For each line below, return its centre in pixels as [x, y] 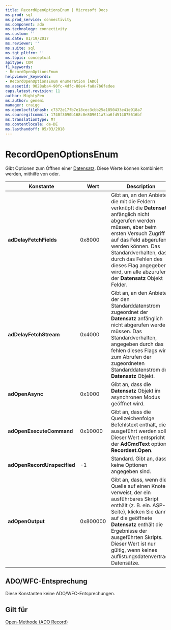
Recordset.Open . [132, 450]
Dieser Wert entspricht [138, 438]
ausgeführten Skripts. [137, 537]
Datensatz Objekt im [136, 391]
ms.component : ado [25, 24]
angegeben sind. [131, 471]
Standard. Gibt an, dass [139, 459]
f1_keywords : [19, 67]
